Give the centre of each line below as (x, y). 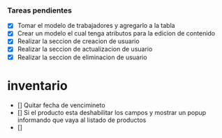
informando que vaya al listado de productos (82, 120)
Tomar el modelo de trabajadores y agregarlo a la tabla (96, 26)
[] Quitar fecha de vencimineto (61, 105)
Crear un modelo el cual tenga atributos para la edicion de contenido (116, 33)
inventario (37, 85)
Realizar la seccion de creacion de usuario (78, 41)
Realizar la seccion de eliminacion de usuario (82, 57)
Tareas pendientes (39, 10)
